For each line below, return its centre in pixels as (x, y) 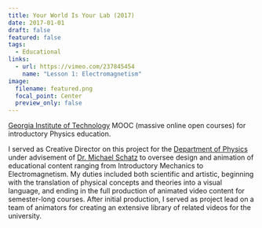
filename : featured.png (54, 88)
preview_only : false (49, 103)
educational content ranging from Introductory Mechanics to (106, 166)
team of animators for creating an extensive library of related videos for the (129, 208)
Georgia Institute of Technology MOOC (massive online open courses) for (127, 126)
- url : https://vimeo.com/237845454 (75, 67)
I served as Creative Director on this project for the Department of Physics (128, 149)
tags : (17, 45)
